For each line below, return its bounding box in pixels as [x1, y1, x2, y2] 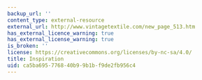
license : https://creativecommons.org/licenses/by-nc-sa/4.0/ [7, 49, 192, 56]
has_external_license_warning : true [7, 36, 114, 43]
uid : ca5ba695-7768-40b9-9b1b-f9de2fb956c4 [7, 62, 136, 69]
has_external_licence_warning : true [7, 29, 114, 37]
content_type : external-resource [7, 17, 105, 24]
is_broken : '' [7, 42, 49, 49]
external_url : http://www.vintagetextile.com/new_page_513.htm [7, 23, 196, 30]
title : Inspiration [7, 56, 64, 63]
